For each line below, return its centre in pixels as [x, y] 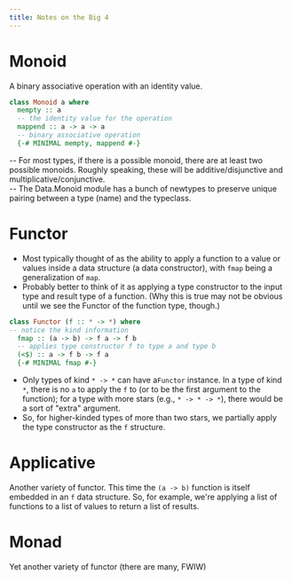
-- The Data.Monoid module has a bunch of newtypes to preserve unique [143, 188]
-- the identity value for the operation [95, 119]
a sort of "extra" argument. [71, 408]
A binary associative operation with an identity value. [106, 86]
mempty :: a [39, 110]
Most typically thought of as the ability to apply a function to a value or [151, 258]
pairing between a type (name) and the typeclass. [100, 198]
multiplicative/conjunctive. [57, 179]
